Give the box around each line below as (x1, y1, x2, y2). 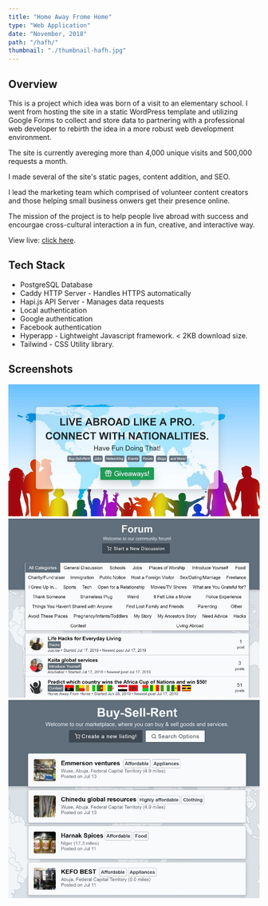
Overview (8, 77, 58, 91)
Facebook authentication (19, 322, 102, 332)
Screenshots (8, 362, 73, 376)
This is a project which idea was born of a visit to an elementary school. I (8, 98, 248, 108)
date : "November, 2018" (8, 30, 88, 38)
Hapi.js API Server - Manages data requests (19, 297, 165, 306)
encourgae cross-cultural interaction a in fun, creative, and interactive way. (8, 220, 255, 229)
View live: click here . (8, 235, 76, 245)
